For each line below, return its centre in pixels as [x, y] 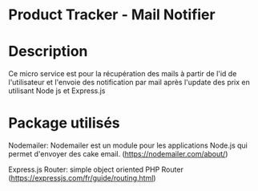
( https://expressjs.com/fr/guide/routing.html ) [82, 178]
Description [48, 52]
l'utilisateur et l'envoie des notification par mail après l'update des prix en [129, 83]
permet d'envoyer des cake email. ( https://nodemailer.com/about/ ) [118, 154]
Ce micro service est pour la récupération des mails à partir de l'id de [123, 74]
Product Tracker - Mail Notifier [112, 15]
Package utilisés [64, 123]
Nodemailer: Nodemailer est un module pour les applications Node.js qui [128, 145]
